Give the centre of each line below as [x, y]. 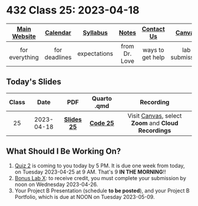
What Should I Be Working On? [64, 152]
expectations [95, 54]
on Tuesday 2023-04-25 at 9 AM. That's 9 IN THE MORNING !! [90, 172]
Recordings [155, 130]
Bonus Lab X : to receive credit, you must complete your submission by [100, 178]
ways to [153, 49]
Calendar [58, 32]
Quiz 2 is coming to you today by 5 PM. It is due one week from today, [100, 165]
